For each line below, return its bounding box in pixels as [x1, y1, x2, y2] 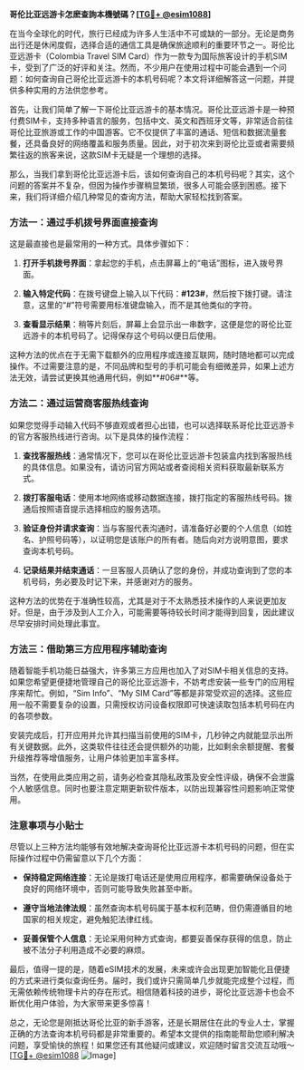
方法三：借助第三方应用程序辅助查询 [9, 643, 167, 656]
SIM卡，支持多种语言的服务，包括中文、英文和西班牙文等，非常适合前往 [24, 115, 294, 126]
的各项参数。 [9, 710, 57, 721]
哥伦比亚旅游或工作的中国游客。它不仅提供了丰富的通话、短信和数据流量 [9, 127, 279, 137]
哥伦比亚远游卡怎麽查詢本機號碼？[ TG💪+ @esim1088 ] [9, 9, 212, 19]
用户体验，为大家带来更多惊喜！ [33, 997, 152, 1009]
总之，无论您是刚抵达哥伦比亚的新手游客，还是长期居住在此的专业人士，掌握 [9, 1017, 295, 1028]
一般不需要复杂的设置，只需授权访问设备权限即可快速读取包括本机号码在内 [16, 698, 295, 710]
